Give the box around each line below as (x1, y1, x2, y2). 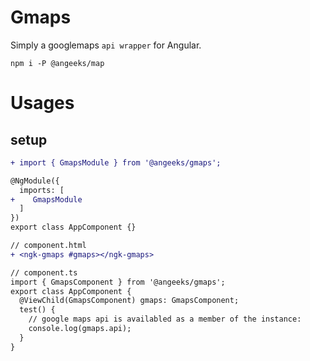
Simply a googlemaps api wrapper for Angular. (10, 39, 202, 51)
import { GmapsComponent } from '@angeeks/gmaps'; (10, 277, 226, 287)
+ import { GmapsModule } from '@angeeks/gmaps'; (10, 157, 222, 168)
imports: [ (19, 185, 65, 195)
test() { (19, 305, 56, 315)
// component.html (10, 241, 87, 251)
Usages (10, 92, 75, 115)
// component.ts (10, 267, 78, 278)
